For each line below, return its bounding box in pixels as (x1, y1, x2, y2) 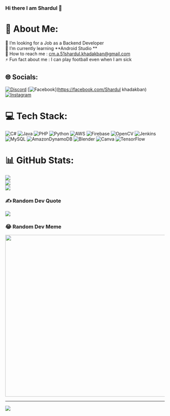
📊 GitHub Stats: (5, 154, 74, 166)
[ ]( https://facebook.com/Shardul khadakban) (27, 86, 147, 93)
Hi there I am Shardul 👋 (5, 5, 62, 12)
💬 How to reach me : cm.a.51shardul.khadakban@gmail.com (5, 51, 131, 57)
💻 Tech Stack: (5, 110, 68, 122)
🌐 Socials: (5, 73, 38, 81)
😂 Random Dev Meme (5, 223, 62, 230)
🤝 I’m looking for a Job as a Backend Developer (5, 40, 104, 46)
